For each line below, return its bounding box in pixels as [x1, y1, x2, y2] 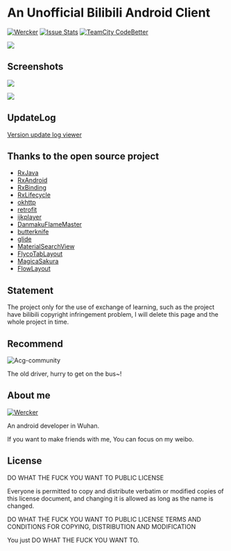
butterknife [17, 227, 49, 236]
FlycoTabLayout [17, 250, 63, 258]
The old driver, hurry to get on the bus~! [7, 369, 122, 378]
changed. [7, 501, 35, 510]
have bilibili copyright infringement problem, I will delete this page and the [7, 311, 219, 319]
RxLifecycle [17, 191, 51, 199]
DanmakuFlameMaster [17, 220, 82, 229]
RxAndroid [17, 176, 48, 184]
